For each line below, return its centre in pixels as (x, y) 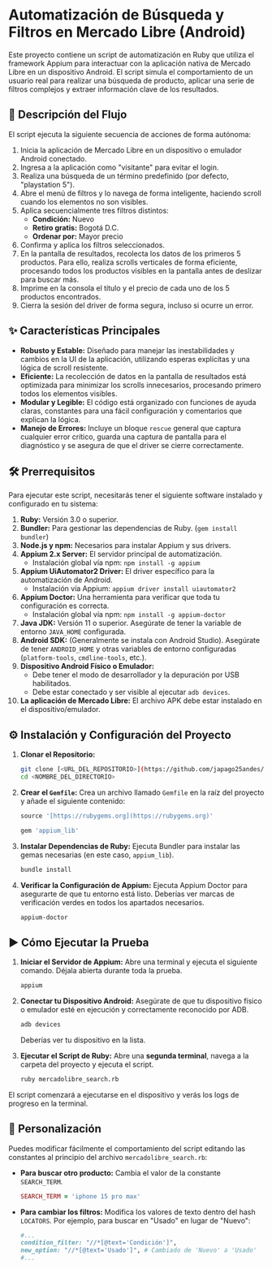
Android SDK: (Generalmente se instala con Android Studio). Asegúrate (140, 640)
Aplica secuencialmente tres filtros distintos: (94, 210)
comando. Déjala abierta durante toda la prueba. (101, 971)
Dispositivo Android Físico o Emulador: (87, 666)
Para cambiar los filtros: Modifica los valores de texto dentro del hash (138, 1212)
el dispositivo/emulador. (60, 709)
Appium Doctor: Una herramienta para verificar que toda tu (120, 597)
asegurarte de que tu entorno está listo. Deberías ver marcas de (127, 894)
